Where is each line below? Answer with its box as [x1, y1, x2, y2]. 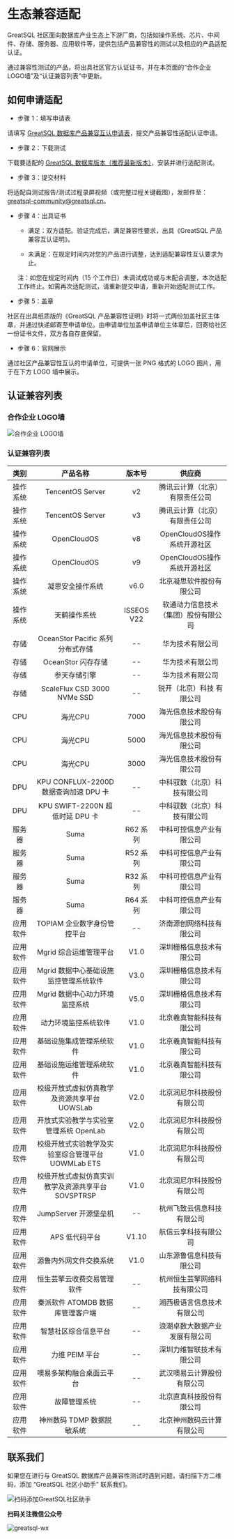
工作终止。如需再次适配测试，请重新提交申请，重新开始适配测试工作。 [17, 282, 219, 290]
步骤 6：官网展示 [17, 344, 66, 352]
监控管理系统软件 [47, 976, 104, 986]
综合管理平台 [61, 1149, 104, 1159]
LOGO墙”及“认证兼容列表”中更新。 [7, 71, 106, 80]
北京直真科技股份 [159, 1391, 215, 1401]
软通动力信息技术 [162, 599, 219, 609]
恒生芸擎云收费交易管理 [37, 1273, 114, 1283]
